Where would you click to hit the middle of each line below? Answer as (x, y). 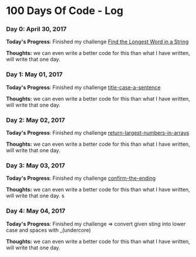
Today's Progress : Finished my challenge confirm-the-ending (81, 178)
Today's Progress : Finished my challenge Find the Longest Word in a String (97, 42)
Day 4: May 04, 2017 (36, 211)
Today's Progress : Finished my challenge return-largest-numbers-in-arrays (98, 133)
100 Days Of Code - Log (65, 11)
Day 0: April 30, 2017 (36, 29)
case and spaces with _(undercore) (49, 230)
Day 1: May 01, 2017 (35, 74)
